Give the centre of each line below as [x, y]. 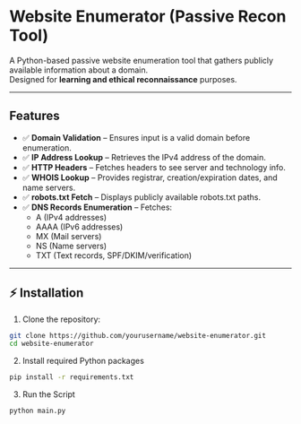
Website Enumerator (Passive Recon [148, 17]
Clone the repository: [61, 319]
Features [34, 116]
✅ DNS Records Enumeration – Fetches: [97, 207]
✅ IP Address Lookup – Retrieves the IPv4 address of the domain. [144, 157]
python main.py [38, 411]
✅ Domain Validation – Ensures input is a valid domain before [136, 137]
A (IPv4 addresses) [71, 217]
